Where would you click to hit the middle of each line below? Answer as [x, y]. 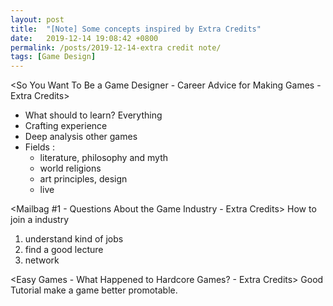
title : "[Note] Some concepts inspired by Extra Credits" [136, 29]
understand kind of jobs [74, 239]
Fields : [39, 147]
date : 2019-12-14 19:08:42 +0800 [84, 38]
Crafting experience [66, 126]
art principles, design [83, 179]
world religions [70, 168]
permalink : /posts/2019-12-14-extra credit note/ [116, 47]
